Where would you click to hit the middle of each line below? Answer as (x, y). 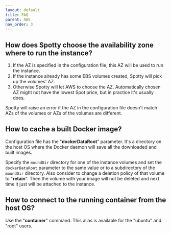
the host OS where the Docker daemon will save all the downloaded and (81, 147)
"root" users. (19, 226)
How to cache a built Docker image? (64, 129)
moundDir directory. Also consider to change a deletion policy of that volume (85, 173)
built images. (19, 152)
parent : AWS (18, 19)
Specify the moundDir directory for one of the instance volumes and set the (84, 162)
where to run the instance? (49, 53)
